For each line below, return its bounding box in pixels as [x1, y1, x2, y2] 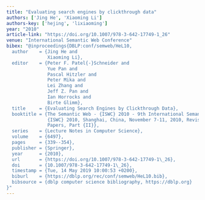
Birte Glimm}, [47, 99, 84, 105]
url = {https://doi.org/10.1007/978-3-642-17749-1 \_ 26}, [12, 156, 176, 162]
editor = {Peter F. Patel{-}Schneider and [12, 60, 130, 66]
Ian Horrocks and [47, 94, 92, 100]
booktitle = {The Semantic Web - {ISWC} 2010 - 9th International [12, 111, 184, 117]
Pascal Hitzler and [47, 71, 97, 77]
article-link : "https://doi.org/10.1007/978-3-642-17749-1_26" [6, 32, 171, 38]
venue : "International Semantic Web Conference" [6, 37, 132, 43]
